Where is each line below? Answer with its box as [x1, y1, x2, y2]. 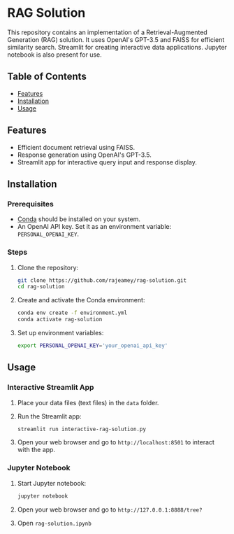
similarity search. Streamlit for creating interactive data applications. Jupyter [7, 43, 227, 51]
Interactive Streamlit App [7, 383, 94, 393]
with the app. [17, 446, 56, 454]
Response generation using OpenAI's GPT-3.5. [17, 150, 152, 159]
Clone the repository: [17, 263, 79, 272]
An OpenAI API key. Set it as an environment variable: [17, 223, 172, 231]
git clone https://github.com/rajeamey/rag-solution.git [17, 276, 187, 284]
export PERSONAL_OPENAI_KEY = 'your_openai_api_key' [17, 342, 168, 349]
